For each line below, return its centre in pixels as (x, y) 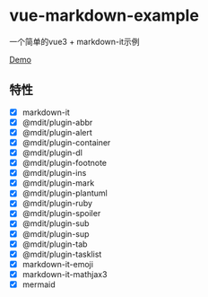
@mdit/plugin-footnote (65, 163)
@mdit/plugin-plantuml (65, 193)
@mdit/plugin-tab (55, 244)
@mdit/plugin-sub (56, 223)
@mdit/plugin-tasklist (62, 254)
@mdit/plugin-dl (52, 153)
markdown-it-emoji (58, 264)
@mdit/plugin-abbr (57, 122)
